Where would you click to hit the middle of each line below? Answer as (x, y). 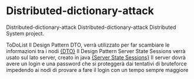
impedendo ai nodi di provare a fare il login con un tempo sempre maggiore (97, 70)
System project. (25, 33)
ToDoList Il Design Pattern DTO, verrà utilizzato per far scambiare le (88, 45)
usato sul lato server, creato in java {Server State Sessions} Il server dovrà (96, 57)
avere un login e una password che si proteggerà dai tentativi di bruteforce (96, 64)
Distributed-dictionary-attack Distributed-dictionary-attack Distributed (91, 27)
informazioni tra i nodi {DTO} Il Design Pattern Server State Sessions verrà (96, 51)
